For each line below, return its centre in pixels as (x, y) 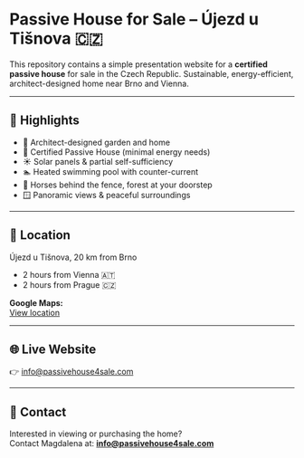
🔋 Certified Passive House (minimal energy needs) (116, 152)
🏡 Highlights (44, 121)
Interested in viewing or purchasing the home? (96, 434)
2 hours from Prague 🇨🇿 (69, 284)
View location (35, 312)
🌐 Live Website (53, 349)
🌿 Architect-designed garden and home (96, 142)
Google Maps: (36, 302)
